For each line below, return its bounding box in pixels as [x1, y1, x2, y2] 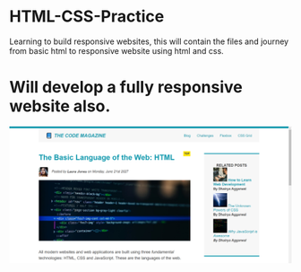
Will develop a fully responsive [9, 77, 244, 98]
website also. [9, 96, 111, 117]
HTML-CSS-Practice [9, 6, 165, 27]
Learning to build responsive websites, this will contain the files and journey [9, 36, 289, 47]
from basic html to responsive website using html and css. [9, 45, 224, 56]
